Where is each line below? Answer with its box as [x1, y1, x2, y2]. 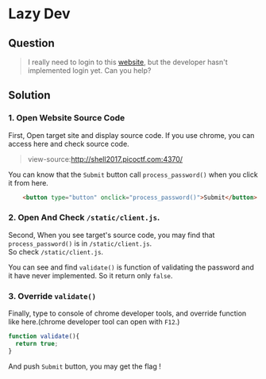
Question [8, 36, 55, 50]
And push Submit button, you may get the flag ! [8, 362, 161, 371]
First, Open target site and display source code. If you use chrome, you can [8, 130, 255, 140]
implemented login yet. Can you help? [27, 66, 152, 75]
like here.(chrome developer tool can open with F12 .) [8, 317, 180, 327]
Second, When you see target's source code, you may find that [8, 230, 215, 239]
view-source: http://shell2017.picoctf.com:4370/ [27, 154, 183, 163]
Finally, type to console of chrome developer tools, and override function [8, 308, 247, 318]
